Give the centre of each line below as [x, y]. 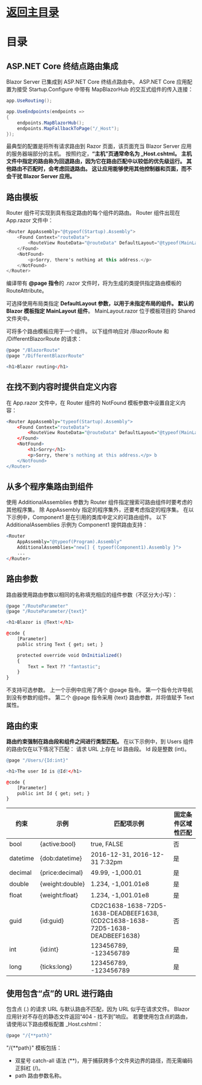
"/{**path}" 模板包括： [34, 1048]
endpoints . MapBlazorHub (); [51, 123]
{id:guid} [52, 921]
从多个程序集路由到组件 [50, 486]
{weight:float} [59, 895]
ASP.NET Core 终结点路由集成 [62, 66]
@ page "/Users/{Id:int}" [37, 760]
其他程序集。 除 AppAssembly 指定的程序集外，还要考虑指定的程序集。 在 [97, 510]
